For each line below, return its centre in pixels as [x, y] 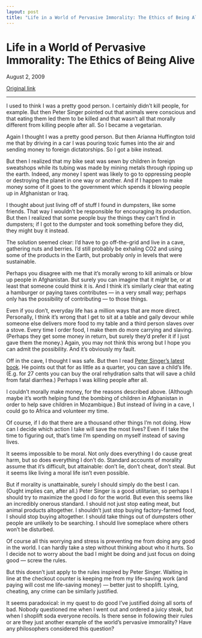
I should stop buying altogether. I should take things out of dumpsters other [100, 517]
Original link [21, 89]
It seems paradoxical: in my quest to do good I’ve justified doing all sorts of [99, 603]
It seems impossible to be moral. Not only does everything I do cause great [99, 454]
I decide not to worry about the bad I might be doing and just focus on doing [101, 554]
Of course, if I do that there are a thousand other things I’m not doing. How [99, 423]
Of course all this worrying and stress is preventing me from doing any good [101, 541]
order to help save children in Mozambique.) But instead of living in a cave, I [100, 404]
